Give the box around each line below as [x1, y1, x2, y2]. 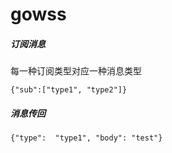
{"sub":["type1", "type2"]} [10, 85, 128, 95]
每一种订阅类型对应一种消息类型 [10, 65, 142, 77]
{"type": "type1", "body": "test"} [10, 133, 163, 143]
